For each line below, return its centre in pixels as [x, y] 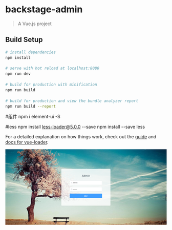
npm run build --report [31, 106]
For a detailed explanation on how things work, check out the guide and [81, 137]
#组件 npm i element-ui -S [33, 117]
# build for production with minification [51, 85]
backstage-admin [44, 9]
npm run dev [18, 74]
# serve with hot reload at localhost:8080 [52, 68]
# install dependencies [31, 52]
